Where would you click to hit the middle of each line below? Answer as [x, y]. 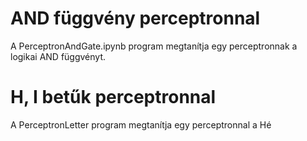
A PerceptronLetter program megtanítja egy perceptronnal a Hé [141, 124]
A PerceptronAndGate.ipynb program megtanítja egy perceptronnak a [154, 46]
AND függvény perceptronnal [135, 18]
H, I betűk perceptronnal [113, 97]
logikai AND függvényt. [58, 56]
